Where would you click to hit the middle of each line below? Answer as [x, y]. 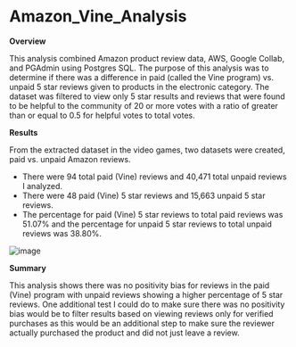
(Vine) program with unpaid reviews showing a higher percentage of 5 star [146, 294]
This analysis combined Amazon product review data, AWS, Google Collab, [147, 58]
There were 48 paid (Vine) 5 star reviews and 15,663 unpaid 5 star [144, 195]
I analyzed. [42, 186]
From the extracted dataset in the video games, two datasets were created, [147, 150]
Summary [28, 268]
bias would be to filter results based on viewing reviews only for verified [141, 313]
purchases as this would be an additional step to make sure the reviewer [142, 323]
